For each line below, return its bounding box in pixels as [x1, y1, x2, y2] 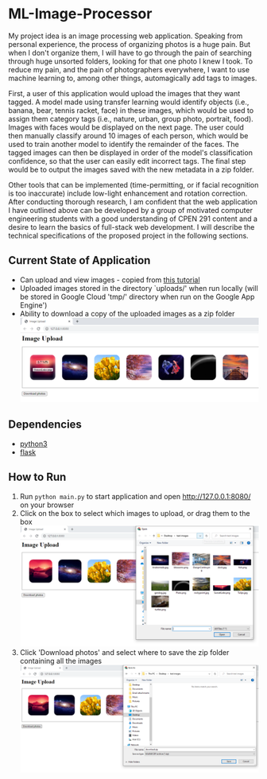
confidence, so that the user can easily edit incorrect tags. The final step [8, 156, 246, 165]
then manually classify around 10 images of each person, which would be [8, 130, 249, 140]
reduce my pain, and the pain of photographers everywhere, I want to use [8, 64, 250, 74]
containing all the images [19, 656, 103, 665]
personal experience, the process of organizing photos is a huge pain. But [8, 39, 251, 48]
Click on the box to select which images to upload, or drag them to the [19, 508, 250, 517]
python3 [19, 439, 48, 448]
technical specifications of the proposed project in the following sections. [8, 231, 249, 240]
